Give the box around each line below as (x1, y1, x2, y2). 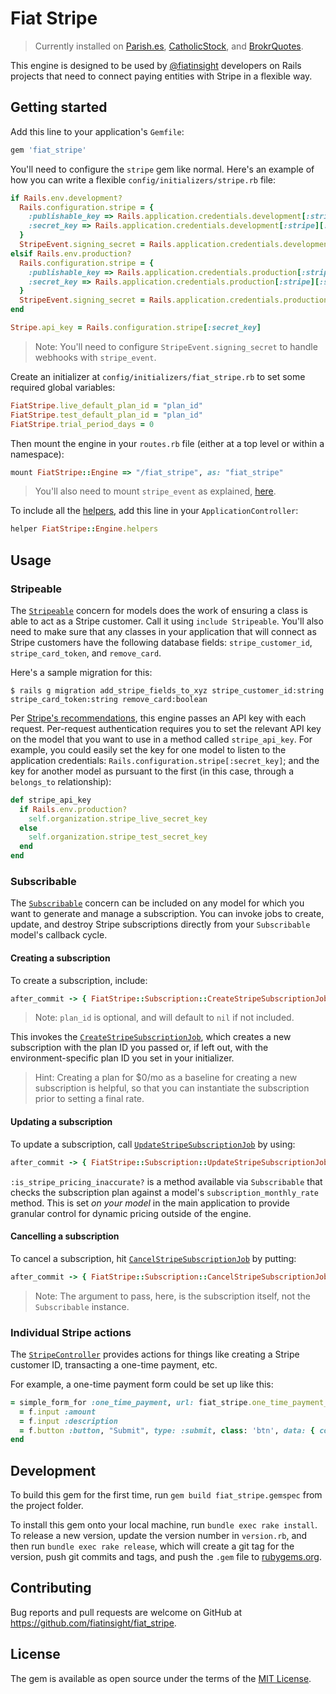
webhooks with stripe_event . (34, 351, 157, 363)
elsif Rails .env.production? (10, 248, 132, 259)
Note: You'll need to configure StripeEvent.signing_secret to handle (34, 340, 318, 352)
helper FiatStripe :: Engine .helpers (10, 524, 159, 534)
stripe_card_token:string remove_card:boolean (10, 694, 208, 704)
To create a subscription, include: (10, 974, 148, 986)
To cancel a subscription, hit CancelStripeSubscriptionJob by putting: (10, 1252, 297, 1264)
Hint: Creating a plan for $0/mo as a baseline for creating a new (34, 1072, 298, 1084)
